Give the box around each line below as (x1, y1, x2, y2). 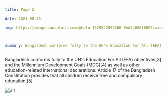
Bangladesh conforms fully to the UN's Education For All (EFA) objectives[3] (5, 57, 161, 63)
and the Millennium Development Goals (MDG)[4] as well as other (5, 62, 140, 68)
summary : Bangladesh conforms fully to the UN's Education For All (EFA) (5, 43, 162, 48)
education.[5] (5, 78, 33, 84)
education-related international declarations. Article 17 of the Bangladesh (5, 67, 156, 73)
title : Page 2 (5, 7, 35, 12)
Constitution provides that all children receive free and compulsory (5, 73, 143, 79)
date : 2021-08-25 (5, 16, 41, 21)
